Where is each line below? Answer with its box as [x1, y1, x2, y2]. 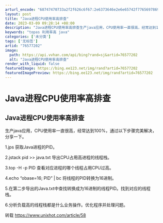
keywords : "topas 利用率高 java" [5, 30, 70, 35]
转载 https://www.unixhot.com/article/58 [5, 212, 86, 218]
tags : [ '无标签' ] [5, 39, 38, 44]
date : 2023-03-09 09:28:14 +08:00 [5, 20, 75, 26]
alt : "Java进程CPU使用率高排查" [9, 57, 69, 62]
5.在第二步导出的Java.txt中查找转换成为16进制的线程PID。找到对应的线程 [5, 186, 151, 191]
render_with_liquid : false [5, 61, 60, 66]
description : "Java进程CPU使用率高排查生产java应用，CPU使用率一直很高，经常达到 [5, 25, 156, 30]
